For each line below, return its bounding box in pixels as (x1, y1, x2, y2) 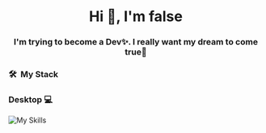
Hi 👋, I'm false (88, 7, 184, 26)
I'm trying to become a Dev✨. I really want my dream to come (13, 36, 259, 48)
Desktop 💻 (8, 93, 53, 105)
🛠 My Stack (8, 69, 59, 80)
